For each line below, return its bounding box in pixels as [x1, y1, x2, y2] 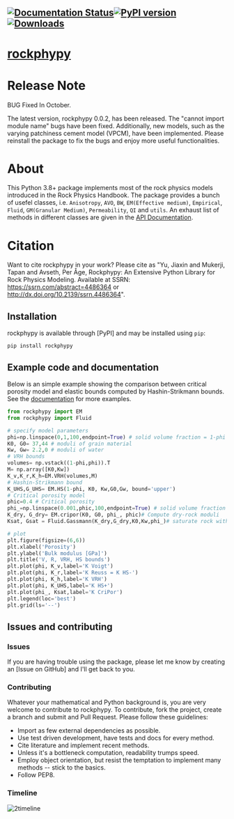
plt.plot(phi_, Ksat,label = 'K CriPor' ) [7, 588, 123, 595]
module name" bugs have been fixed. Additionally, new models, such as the [7, 121, 225, 130]
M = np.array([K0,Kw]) [7, 466, 70, 474]
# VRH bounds [7, 453, 45, 460]
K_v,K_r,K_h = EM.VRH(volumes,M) [7, 472, 98, 479]
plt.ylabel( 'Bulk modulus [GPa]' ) [7, 549, 108, 557]
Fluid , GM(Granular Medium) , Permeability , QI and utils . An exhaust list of [7, 206, 219, 214]
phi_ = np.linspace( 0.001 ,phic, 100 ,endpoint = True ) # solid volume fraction [7, 505, 226, 512]
